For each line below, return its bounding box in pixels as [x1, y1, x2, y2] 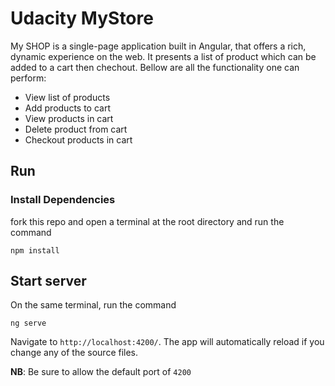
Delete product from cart [24, 123, 128, 135]
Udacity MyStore [10, 7, 154, 30]
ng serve [10, 318, 47, 329]
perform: [10, 72, 47, 84]
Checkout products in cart [24, 133, 133, 146]
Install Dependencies [10, 193, 116, 207]
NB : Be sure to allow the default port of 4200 [10, 366, 192, 378]
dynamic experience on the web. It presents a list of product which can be [10, 50, 317, 62]
